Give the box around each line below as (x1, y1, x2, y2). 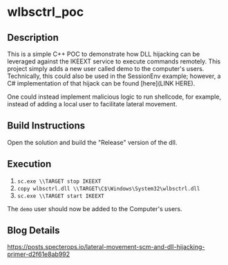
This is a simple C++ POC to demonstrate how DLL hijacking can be (7, 50, 200, 58)
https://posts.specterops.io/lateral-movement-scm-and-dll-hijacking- (7, 243, 205, 251)
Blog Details (7, 225, 60, 237)
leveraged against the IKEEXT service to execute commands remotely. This (7, 57, 221, 66)
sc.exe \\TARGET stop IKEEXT (17, 177, 102, 185)
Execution (7, 158, 52, 170)
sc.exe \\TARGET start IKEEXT (17, 193, 105, 199)
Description (7, 32, 59, 43)
